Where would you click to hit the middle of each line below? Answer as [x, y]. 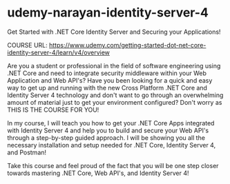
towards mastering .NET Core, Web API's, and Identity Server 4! [98, 173]
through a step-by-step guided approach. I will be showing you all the [106, 137]
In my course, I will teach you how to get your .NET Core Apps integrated [111, 123]
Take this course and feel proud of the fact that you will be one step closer [113, 165]
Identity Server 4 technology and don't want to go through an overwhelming [115, 95]
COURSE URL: [28, 45]
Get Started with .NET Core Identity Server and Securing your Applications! [114, 32]
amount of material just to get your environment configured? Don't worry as [115, 102]
